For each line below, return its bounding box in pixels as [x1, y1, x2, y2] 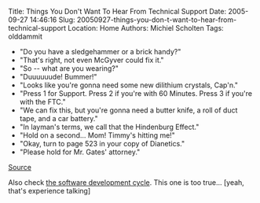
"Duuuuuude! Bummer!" [19, 72, 97, 81]
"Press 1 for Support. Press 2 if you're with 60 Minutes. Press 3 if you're [19, 89, 253, 98]
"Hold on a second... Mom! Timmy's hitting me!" [19, 131, 175, 140]
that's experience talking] [8, 186, 91, 195]
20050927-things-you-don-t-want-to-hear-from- [76, 15, 237, 24]
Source [8, 163, 31, 172]
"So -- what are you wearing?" [19, 64, 119, 73]
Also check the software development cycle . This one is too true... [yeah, [8, 178, 245, 187]
